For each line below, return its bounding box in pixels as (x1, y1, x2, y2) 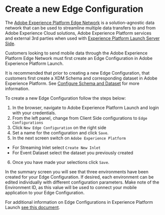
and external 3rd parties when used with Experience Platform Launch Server (5, 35, 160, 41)
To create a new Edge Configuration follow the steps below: (5, 95, 126, 101)
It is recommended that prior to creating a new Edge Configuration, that (5, 70, 150, 76)
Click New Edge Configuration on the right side (12, 124, 107, 131)
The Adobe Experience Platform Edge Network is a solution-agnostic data (5, 20, 155, 26)
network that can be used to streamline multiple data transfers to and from (5, 25, 156, 30)
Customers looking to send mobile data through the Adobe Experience (5, 50, 148, 56)
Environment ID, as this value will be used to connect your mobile (5, 184, 137, 190)
